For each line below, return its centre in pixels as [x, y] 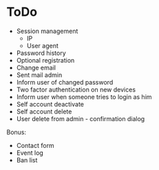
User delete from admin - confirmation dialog [81, 118]
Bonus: [17, 132]
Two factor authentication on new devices [76, 89]
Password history [41, 53]
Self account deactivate [50, 104]
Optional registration [45, 60]
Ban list [27, 160]
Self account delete [44, 111]
